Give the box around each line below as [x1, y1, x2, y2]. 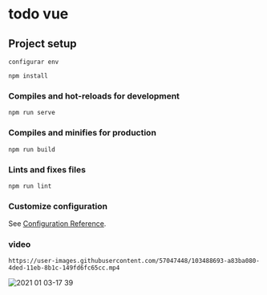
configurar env [8, 58, 59, 66]
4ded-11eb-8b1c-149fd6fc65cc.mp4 [8, 264, 120, 273]
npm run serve [8, 109, 56, 117]
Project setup [8, 37, 78, 51]
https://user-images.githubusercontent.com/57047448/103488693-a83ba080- [8, 257, 261, 265]
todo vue [8, 5, 69, 23]
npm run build [8, 145, 56, 153]
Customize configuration [8, 200, 108, 212]
